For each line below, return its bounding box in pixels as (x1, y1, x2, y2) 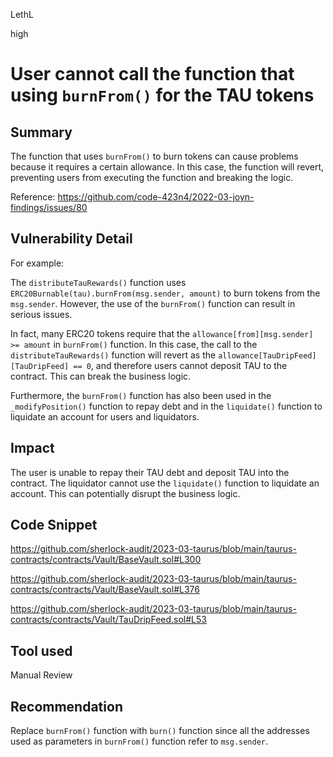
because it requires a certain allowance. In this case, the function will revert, (10, 161, 325, 173)
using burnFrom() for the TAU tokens (10, 84, 315, 107)
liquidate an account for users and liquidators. (10, 410, 200, 423)
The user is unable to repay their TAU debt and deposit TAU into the (10, 466, 290, 478)
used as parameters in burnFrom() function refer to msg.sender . (10, 735, 269, 748)
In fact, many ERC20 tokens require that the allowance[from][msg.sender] (10, 327, 314, 339)
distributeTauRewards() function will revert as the (10, 349, 217, 361)
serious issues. (10, 308, 73, 320)
